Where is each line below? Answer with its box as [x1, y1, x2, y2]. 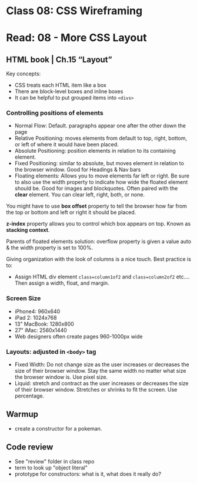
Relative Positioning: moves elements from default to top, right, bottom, [14, 134, 188, 142]
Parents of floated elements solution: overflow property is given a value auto [6, 238, 192, 245]
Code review [6, 442, 54, 452]
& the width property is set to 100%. [6, 244, 93, 251]
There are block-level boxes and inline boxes [14, 88, 123, 95]
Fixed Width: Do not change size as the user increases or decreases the [14, 361, 189, 368]
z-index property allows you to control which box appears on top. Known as [6, 220, 191, 228]
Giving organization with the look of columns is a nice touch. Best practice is [6, 255, 191, 263]
